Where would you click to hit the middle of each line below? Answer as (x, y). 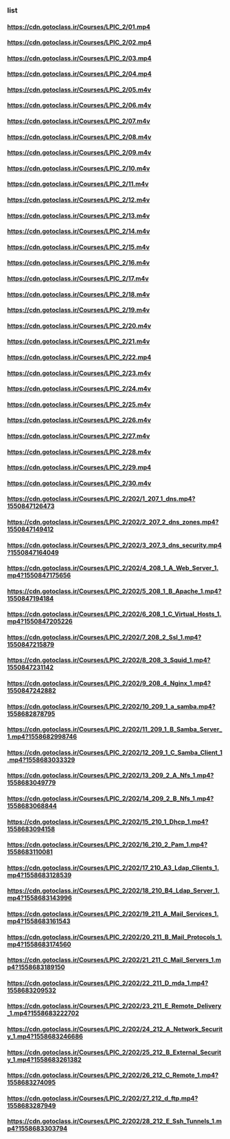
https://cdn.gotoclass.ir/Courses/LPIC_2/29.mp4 (79, 467)
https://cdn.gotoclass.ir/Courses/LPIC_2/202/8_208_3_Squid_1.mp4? (109, 660)
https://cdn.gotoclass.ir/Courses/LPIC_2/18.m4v (79, 294)
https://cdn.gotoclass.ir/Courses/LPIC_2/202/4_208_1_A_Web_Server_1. (113, 568)
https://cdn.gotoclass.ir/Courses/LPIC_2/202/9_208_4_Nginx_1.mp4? (109, 683)
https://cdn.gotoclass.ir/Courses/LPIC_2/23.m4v (79, 373)
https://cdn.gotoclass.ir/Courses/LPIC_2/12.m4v (79, 200)
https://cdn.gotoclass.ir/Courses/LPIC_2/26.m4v (79, 420)
